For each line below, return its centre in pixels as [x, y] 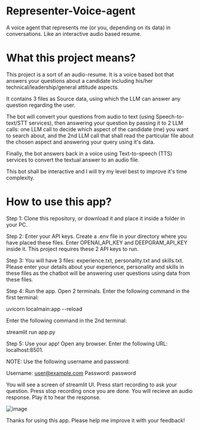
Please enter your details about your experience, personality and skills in [95, 267]
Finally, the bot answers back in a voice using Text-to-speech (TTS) [89, 153]
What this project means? [71, 58]
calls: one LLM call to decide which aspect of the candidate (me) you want [97, 129]
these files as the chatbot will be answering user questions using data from [98, 273]
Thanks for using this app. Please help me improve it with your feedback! [96, 420]
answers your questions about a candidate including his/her [79, 81]
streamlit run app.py [31, 332]
